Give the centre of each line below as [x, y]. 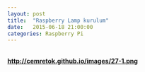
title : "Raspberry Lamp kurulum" [58, 20]
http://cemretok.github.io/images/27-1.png [72, 61]
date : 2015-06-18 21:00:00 [50, 27]
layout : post [27, 14]
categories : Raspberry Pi [45, 34]
